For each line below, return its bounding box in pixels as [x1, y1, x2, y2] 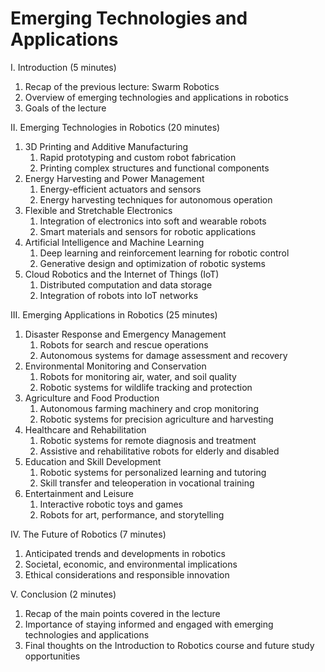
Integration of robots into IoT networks [39, 289, 199, 301]
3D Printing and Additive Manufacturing [24, 140, 189, 152]
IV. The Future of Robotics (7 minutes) [10, 528, 167, 540]
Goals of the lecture [24, 102, 107, 114]
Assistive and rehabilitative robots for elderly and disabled [39, 445, 280, 457]
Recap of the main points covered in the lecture [24, 607, 221, 619]
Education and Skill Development [24, 455, 162, 467]
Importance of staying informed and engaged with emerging [24, 618, 274, 630]
